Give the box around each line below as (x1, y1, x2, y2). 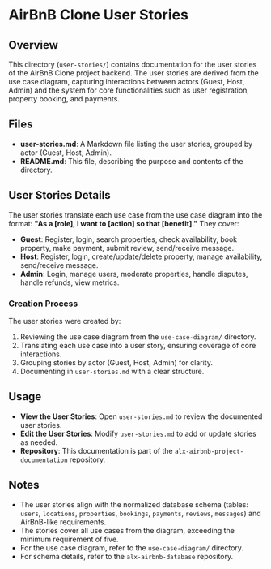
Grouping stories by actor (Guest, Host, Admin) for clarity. (19, 357, 213, 367)
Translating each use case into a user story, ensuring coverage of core (19, 340, 256, 350)
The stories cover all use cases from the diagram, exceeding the (19, 525, 235, 535)
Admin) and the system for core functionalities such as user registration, (8, 85, 249, 95)
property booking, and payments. (8, 94, 120, 103)
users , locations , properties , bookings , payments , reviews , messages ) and (19, 508, 261, 518)
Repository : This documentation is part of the (19, 446, 173, 455)
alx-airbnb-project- (174, 447, 244, 455)
